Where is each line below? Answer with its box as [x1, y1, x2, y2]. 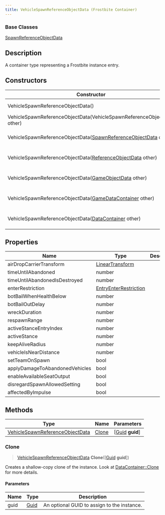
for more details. [5, 469, 38, 476]
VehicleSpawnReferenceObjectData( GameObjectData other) [7, 174, 147, 181]
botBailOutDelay [7, 301, 45, 308]
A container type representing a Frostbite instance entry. [5, 62, 120, 68]
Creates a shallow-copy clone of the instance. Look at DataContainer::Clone [5, 464, 159, 470]
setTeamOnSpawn [7, 357, 50, 364]
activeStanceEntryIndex [7, 325, 63, 332]
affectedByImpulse [7, 389, 52, 396]
